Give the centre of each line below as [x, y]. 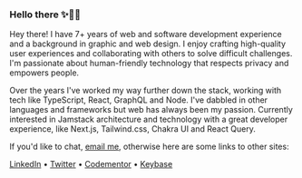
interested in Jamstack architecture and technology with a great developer [149, 119]
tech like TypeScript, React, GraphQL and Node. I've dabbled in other [139, 100]
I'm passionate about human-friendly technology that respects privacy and [149, 64]
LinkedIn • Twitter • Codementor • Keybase [91, 164]
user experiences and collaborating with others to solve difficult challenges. [151, 54]
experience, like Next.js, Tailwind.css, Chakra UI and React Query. [132, 129]
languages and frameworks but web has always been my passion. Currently [151, 110]
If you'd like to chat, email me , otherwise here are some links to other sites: [149, 147]
